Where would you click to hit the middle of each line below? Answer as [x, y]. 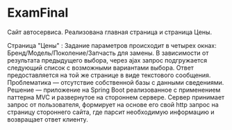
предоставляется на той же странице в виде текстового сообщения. [109, 75]
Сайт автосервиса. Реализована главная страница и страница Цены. [110, 32]
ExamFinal [38, 13]
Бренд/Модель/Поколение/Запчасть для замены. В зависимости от [108, 53]
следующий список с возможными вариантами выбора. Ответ [101, 67]
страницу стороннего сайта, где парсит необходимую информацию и [111, 112]
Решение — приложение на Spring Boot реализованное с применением [114, 90]
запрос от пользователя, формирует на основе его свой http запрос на [113, 104]
